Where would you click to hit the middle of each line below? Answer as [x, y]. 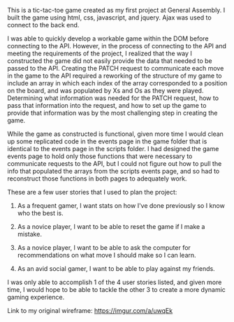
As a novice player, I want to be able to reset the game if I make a [111, 226]
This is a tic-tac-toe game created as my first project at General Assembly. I [116, 10]
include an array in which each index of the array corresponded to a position [117, 83]
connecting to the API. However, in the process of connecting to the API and [117, 46]
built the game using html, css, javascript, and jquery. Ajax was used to [109, 17]
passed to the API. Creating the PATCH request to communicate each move [116, 68]
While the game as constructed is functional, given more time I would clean [115, 134]
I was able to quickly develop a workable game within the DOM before [108, 38]
